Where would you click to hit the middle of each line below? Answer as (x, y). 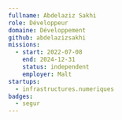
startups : (24, 81)
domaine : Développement (47, 30)
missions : (24, 45)
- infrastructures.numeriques (65, 89)
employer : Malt (47, 74)
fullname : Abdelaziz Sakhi (52, 15)
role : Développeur (38, 23)
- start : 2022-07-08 (49, 52)
